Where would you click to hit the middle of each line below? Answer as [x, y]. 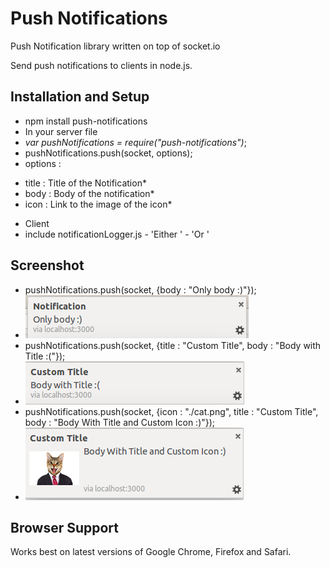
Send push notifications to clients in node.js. [101, 65]
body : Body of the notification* [89, 193]
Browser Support [65, 527]
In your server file [61, 131]
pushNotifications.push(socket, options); [108, 153]
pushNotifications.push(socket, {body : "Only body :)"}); [140, 289]
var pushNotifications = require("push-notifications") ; [135, 142]
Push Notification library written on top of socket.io [115, 46]
